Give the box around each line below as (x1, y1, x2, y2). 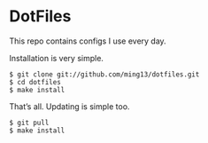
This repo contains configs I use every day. (9, 36, 166, 46)
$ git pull (9, 118, 50, 127)
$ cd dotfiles (9, 77, 62, 86)
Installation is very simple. (9, 52, 104, 63)
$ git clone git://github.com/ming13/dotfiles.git (9, 69, 200, 79)
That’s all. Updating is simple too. (9, 100, 130, 112)
